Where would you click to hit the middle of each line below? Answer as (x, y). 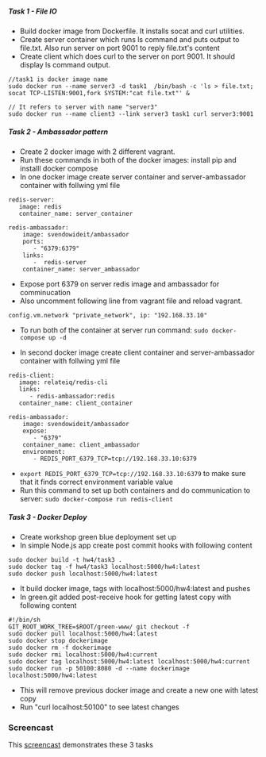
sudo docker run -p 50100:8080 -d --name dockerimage (99, 668)
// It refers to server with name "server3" (83, 107)
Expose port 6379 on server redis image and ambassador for (120, 284)
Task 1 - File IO (33, 11)
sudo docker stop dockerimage (58, 640)
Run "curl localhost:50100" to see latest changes (100, 707)
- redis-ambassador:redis (72, 396)
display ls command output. (65, 64)
